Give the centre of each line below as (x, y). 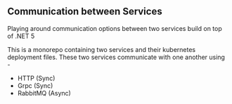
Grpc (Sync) (35, 85)
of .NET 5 (21, 36)
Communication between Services (85, 12)
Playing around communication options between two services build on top (115, 28)
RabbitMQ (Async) (44, 93)
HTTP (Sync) (36, 78)
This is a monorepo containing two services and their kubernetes (101, 49)
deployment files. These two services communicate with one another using (116, 57)
